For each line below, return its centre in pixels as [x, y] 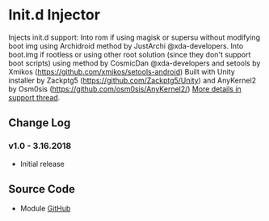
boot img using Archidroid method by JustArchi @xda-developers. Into [126, 45]
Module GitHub [45, 209]
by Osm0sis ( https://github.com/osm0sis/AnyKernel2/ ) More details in [125, 89]
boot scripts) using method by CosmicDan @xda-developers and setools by [134, 63]
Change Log [40, 123]
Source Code [42, 189]
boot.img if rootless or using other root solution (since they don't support [130, 54]
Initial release [42, 164]
